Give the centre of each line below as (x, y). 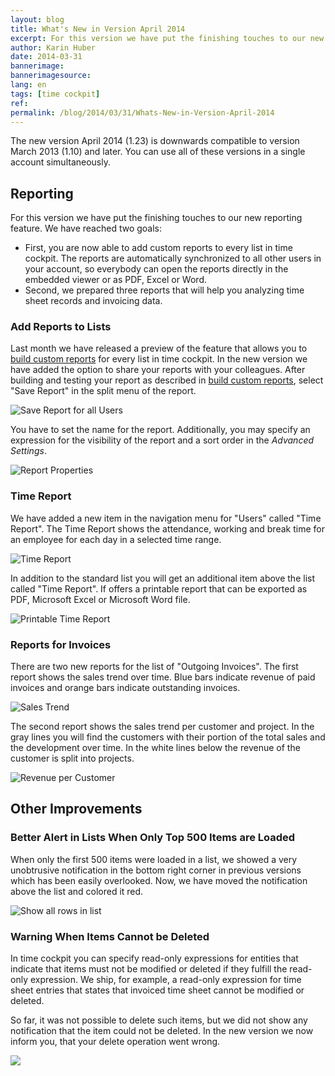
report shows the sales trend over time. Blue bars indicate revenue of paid (163, 677)
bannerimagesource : (51, 76)
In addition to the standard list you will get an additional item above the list (162, 578)
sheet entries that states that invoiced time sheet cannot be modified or (157, 990)
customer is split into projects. (72, 758)
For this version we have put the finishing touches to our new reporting (156, 218)
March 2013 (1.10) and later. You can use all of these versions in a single (158, 152)
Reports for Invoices (61, 644)
